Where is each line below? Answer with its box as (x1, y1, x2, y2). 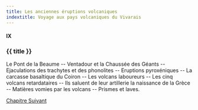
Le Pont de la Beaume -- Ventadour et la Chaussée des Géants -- (6, 60, 165, 68)
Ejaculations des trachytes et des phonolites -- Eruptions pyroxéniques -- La (6, 67, 193, 74)
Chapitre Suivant (6, 97, 47, 104)
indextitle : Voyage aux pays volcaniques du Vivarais (6, 14, 142, 20)
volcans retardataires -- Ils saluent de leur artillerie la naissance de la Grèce (6, 79, 191, 86)
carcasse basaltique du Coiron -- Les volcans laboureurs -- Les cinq (6, 73, 173, 80)
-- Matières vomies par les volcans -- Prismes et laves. (6, 86, 140, 93)
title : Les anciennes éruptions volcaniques (6, 8, 118, 15)
